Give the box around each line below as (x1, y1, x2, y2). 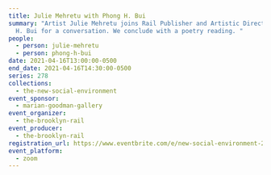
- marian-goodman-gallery (15, 102, 103, 110)
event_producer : (8, 124, 63, 132)
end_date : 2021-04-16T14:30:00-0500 (8, 65, 131, 73)
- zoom (15, 154, 38, 162)
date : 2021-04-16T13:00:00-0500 (8, 57, 117, 65)
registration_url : (8, 139, 70, 148)
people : (8, 34, 35, 43)
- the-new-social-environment (15, 86, 117, 95)
